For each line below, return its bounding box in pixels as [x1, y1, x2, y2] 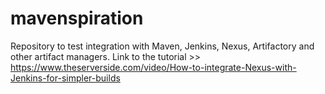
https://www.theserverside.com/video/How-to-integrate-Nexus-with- [10, 61, 297, 73]
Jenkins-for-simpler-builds [10, 72, 121, 84]
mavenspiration [10, 7, 144, 30]
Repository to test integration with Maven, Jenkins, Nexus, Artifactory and [10, 40, 315, 52]
